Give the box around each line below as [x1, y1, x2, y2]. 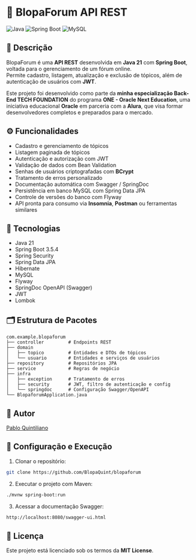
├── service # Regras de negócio [6, 366, 120, 372]
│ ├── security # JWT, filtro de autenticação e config [6, 381, 171, 387]
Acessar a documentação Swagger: [14, 502, 104, 510]
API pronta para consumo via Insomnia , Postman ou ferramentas [14, 200, 177, 207]
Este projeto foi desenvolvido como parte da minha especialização [6, 90, 173, 97]
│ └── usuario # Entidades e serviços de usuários [6, 355, 161, 362]
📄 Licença [6, 531, 44, 541]
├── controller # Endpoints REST [6, 339, 112, 345]
